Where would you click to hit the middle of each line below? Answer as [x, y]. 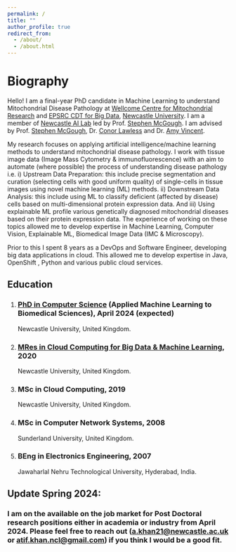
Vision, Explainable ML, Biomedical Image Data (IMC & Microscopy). [106, 233]
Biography [38, 81]
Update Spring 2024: [54, 494]
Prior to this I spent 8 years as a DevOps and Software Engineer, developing [117, 248]
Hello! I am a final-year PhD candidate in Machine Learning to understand [113, 101]
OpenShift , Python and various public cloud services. [85, 262]
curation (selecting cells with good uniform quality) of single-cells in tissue [115, 181]
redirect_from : [29, 33]
